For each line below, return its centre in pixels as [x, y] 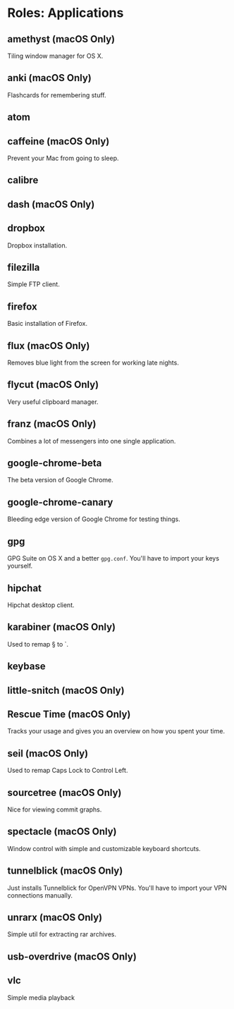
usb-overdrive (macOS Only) [72, 956]
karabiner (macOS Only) [62, 627]
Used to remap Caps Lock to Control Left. [68, 771]
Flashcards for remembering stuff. [57, 95]
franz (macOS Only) [52, 424]
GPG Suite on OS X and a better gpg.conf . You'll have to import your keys [113, 558]
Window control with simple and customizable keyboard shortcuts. [104, 848]
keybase [26, 667]
